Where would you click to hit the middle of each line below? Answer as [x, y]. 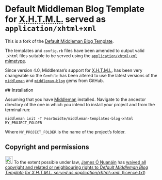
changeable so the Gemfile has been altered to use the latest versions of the [81, 75]
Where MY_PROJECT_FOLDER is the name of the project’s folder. [65, 131]
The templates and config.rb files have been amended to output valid [75, 50]
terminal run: [18, 110]
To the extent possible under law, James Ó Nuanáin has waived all [80, 162]
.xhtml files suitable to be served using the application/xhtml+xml [71, 56]
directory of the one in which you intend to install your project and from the [80, 104]
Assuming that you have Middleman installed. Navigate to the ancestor [76, 99]
